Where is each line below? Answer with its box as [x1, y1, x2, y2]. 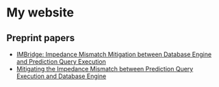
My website [6, 5, 75, 21]
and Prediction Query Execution [16, 58, 107, 66]
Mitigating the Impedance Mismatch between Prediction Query [16, 65, 194, 73]
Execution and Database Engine [16, 72, 107, 80]
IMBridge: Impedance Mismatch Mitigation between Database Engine [16, 50, 212, 58]
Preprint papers [6, 32, 75, 44]
